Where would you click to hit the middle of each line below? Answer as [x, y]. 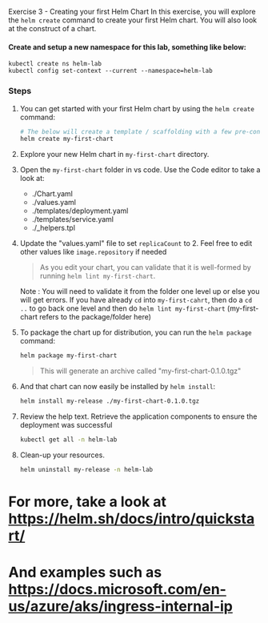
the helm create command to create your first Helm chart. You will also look [133, 20]
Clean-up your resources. [62, 455]
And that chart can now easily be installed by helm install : [118, 387]
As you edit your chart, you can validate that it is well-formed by [146, 267]
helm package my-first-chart [68, 356]
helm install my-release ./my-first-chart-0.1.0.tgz [110, 401]
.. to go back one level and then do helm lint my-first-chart [122, 308]
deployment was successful [66, 425]
